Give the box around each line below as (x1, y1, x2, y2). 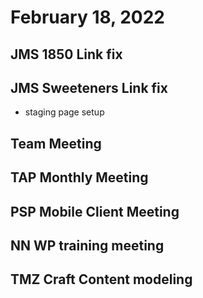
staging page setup (24, 106, 105, 118)
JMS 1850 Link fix (10, 46, 123, 63)
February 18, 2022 (10, 6, 165, 29)
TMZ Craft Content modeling (10, 271, 193, 288)
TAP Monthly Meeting (10, 169, 149, 186)
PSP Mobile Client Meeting (10, 203, 180, 220)
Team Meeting (10, 135, 102, 152)
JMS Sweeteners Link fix (10, 79, 168, 96)
